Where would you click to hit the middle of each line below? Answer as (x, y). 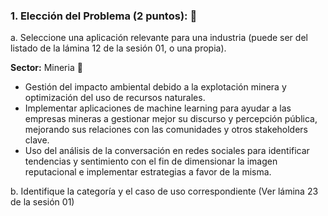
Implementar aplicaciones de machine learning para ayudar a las (158, 108)
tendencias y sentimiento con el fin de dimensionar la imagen (151, 161)
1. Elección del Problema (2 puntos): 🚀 (104, 16)
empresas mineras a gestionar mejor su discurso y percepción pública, (171, 119)
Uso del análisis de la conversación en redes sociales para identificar (167, 151)
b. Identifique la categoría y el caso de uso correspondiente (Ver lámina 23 (164, 191)
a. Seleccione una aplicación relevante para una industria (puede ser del (159, 38)
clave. (37, 140)
